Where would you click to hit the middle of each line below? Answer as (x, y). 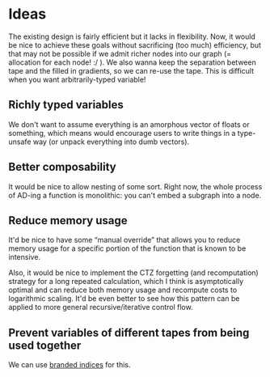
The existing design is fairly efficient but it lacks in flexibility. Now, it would (132, 36)
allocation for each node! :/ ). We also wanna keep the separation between (132, 62)
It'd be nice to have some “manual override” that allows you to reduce (124, 240)
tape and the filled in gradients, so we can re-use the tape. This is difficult (131, 70)
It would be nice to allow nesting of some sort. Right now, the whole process (135, 186)
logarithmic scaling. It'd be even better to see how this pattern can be (124, 299)
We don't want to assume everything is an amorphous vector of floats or (129, 124)
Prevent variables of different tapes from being (129, 333)
